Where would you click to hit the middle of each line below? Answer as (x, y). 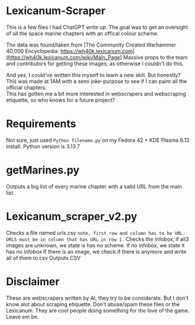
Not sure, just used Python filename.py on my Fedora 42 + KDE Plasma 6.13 (98, 140)
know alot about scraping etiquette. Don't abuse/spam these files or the (93, 304)
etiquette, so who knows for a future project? (60, 100)
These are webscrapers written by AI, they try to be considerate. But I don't (97, 298)
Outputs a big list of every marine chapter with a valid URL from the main (94, 186)
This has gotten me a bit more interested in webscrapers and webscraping (96, 94)
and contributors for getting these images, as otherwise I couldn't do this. (95, 64)
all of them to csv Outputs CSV (43, 258)
